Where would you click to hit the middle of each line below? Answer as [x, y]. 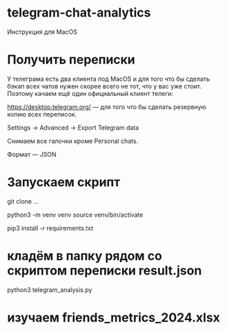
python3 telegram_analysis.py [50, 290]
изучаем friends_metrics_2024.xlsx [114, 317]
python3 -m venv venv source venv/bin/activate [75, 215]
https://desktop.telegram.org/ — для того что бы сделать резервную [107, 107]
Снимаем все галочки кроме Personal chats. [73, 141]
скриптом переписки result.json [105, 271]
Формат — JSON [32, 154]
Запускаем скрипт [64, 183]
